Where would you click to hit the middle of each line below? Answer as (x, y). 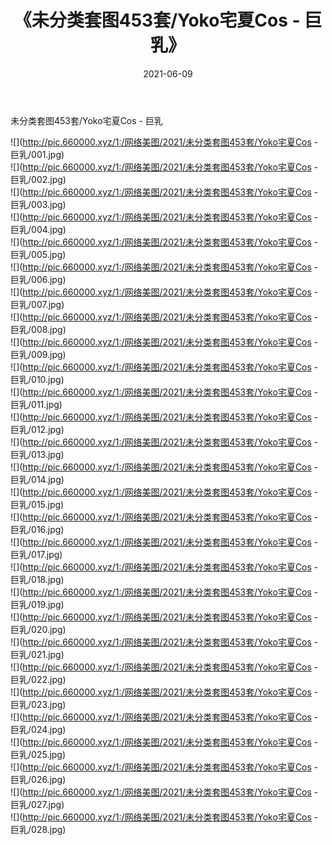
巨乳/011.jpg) (36, 404)
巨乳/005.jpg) (38, 254)
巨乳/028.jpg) (38, 829)
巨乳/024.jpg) (38, 729)
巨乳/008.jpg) (38, 329)
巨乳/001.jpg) (37, 154)
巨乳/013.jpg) (37, 454)
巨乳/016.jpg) (37, 529)
